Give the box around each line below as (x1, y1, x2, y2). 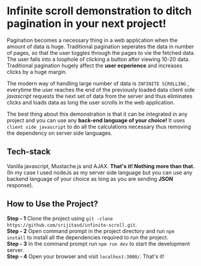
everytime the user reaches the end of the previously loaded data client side (7, 86, 195, 93)
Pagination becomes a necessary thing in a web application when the (7, 36, 178, 44)
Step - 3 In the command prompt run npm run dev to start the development (7, 240, 190, 247)
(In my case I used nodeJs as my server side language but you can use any (7, 169, 193, 176)
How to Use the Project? (7, 199, 98, 209)
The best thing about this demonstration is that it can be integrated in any (7, 110, 188, 117)
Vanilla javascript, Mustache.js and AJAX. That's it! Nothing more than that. (7, 162, 195, 169)
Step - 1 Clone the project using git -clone (7, 215, 113, 222)
